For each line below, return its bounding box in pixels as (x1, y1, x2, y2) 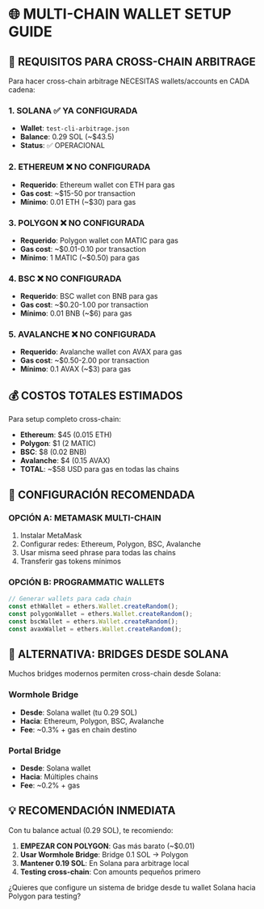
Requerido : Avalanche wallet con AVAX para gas (19, 347, 182, 357)
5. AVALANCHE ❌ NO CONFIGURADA (8, 329, 156, 340)
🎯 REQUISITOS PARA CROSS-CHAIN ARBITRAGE (8, 54, 256, 69)
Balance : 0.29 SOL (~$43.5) (19, 132, 115, 142)
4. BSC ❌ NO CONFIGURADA (8, 273, 123, 284)
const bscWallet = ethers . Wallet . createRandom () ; (8, 617, 179, 626)
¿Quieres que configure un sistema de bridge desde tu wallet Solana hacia (8, 882, 256, 892)
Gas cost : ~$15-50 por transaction (19, 188, 136, 198)
